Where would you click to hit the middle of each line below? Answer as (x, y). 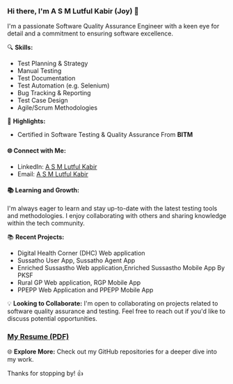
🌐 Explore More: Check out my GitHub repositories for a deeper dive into (112, 351)
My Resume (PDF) (38, 336)
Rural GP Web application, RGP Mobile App (79, 282)
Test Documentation (46, 78)
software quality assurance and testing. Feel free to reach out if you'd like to (116, 311)
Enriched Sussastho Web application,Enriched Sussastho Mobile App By (121, 267)
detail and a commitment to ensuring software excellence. (90, 33)
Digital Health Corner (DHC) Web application (81, 253)
